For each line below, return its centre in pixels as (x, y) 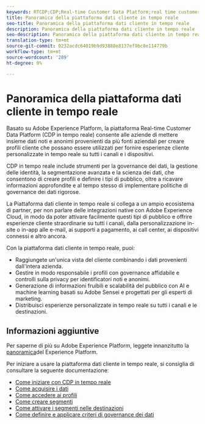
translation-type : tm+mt (38, 40)
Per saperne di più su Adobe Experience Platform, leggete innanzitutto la (98, 346)
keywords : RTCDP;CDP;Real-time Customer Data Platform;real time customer (103, 12)
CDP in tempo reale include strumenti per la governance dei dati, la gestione (102, 166)
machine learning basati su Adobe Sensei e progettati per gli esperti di (104, 292)
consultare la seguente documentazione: (58, 370)
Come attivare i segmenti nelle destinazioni (69, 408)
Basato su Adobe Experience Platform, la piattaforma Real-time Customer (99, 128)
